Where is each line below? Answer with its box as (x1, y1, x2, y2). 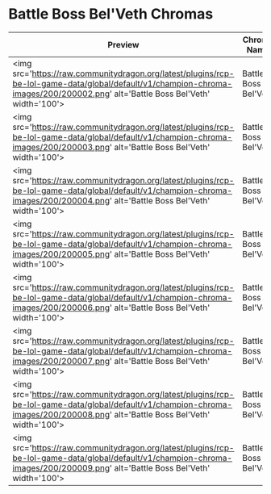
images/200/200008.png (12, 408, 110, 420)
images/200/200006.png (12, 302, 110, 313)
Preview (107, 39, 140, 50)
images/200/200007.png (12, 355, 110, 366)
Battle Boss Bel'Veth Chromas (8, 5, 214, 23)
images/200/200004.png (12, 195, 110, 206)
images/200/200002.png (12, 88, 110, 99)
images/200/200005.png (12, 248, 110, 259)
